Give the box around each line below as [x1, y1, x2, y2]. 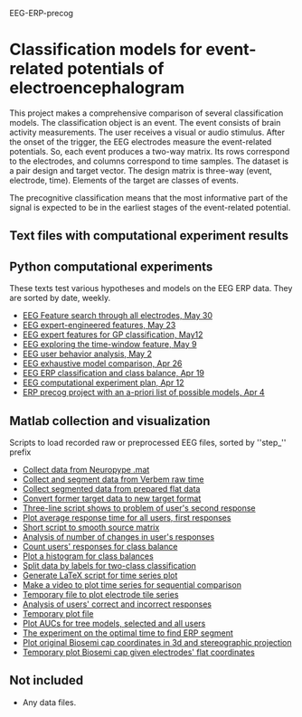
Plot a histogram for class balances [22, 551, 154, 561]
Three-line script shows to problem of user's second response [22, 502, 256, 514]
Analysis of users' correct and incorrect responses [22, 599, 212, 609]
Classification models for [9, 40, 203, 60]
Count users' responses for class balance [22, 541, 178, 552]
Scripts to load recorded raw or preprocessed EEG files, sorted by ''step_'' [9, 437, 287, 448]
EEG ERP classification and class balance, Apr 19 [22, 368, 205, 379]
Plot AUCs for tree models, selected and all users [22, 618, 206, 628]
